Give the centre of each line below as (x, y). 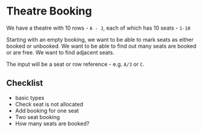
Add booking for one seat (47, 111)
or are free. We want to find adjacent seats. (60, 52)
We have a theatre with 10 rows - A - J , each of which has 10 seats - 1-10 (99, 28)
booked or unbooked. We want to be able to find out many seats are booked (101, 46)
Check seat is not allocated (49, 104)
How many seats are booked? (52, 123)
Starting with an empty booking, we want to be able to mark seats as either (100, 39)
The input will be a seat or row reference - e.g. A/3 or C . (75, 64)
